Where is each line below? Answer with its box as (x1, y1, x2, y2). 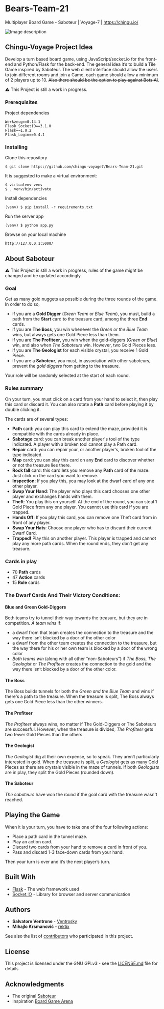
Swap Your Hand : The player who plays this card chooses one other (12, 488, 150, 494)
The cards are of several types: (5, 416, 69, 422)
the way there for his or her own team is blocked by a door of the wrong (12, 645, 158, 651)
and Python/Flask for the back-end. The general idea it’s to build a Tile (14, 61, 156, 67)
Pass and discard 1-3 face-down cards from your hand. (12, 849, 124, 855)
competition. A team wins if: (5, 620, 62, 626)
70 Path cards (12, 569, 41, 575)
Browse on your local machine (5, 231, 66, 237)
